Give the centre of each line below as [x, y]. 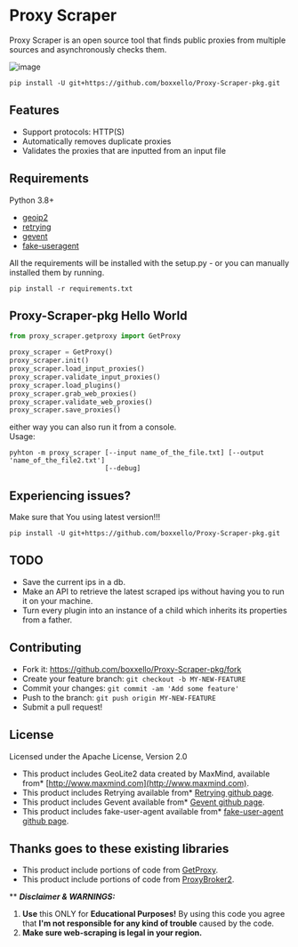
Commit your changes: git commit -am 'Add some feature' [131, 688]
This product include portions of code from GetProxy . [120, 870]
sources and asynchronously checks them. [88, 49]
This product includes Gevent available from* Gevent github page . [143, 802]
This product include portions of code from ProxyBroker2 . [128, 879]
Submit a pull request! [62, 707]
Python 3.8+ [32, 200]
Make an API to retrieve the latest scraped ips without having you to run [153, 591]
